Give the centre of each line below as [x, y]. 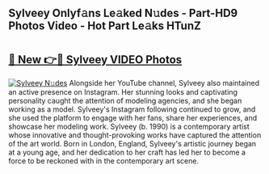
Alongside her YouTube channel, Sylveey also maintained [164, 83]
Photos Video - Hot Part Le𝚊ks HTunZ [105, 26]
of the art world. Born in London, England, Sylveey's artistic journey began [132, 144]
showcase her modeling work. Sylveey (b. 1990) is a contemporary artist [129, 126]
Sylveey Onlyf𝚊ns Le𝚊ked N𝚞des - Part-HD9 [123, 13]
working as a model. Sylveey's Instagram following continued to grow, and [132, 109]
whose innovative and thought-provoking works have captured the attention [135, 135]
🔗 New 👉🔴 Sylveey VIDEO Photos [95, 59]
